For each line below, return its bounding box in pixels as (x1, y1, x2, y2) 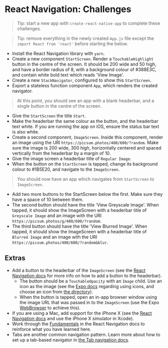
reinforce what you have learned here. (12, 326, 92, 332)
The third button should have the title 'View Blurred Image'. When (12, 223, 147, 229)
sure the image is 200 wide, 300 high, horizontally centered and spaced (12, 145, 161, 151)
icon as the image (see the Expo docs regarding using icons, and (19, 283, 154, 289)
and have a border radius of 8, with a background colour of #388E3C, (12, 66, 157, 73)
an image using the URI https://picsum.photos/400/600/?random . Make (12, 140, 159, 146)
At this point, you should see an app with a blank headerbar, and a (17, 97, 154, 104)
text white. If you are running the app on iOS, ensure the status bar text (12, 123, 159, 129)
